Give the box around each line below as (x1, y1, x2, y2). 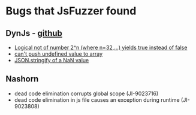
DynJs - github (5, 28, 62, 38)
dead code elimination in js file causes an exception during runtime (14, 96, 180, 103)
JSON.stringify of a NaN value (14, 57, 89, 63)
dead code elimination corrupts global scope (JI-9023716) (14, 90, 159, 97)
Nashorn (5, 74, 39, 84)
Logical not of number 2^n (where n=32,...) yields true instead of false (14, 44, 188, 51)
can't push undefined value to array (14, 50, 103, 57)
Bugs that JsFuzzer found (5, 4, 137, 18)
